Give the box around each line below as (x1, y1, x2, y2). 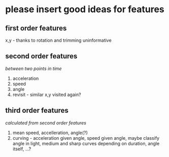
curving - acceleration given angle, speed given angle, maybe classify (12, 135, 160, 141)
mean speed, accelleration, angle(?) (12, 130, 88, 136)
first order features (5, 24, 67, 33)
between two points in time (5, 65, 62, 72)
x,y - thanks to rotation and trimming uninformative (5, 37, 112, 43)
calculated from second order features (5, 119, 86, 125)
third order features (5, 106, 69, 115)
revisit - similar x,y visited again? (12, 91, 81, 98)
